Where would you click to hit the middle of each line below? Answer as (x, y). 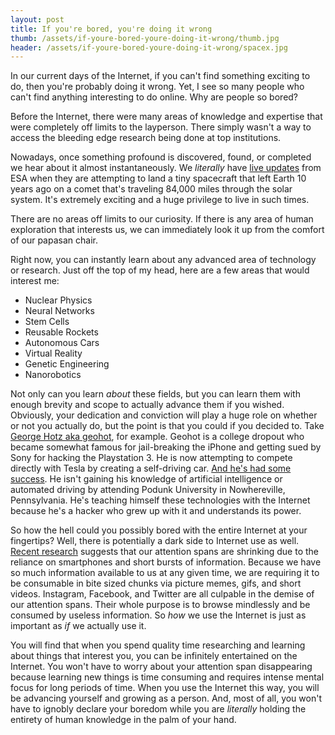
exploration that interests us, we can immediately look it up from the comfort (167, 230)
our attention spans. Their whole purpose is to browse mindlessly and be (160, 605)
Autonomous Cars (62, 343)
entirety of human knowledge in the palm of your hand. (123, 720)
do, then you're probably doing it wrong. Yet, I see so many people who (157, 87)
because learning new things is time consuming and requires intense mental (167, 677)
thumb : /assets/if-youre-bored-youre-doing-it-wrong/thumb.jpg (145, 38)
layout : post (37, 19)
